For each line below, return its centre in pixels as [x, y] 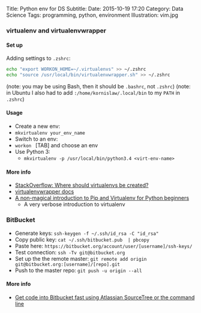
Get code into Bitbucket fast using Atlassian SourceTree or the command [105, 297]
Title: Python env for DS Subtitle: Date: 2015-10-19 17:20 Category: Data [95, 9]
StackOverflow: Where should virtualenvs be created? [82, 185]
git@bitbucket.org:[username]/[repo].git [67, 264]
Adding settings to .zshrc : [38, 58]
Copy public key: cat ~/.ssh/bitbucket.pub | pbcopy [82, 239]
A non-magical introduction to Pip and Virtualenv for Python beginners [102, 198]
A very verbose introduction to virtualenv [74, 204]
